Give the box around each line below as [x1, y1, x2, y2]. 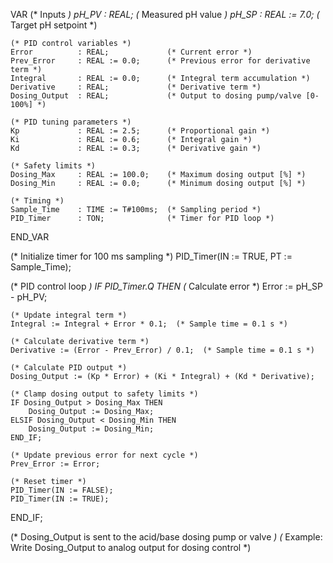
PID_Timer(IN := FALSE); [10, 485, 114, 495]
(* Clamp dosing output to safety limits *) [10, 389, 199, 399]
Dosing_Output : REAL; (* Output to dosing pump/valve [10, 91, 302, 101]
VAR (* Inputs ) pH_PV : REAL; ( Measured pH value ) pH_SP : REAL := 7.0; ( [10, 9, 320, 20]
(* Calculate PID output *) [10, 363, 128, 373]
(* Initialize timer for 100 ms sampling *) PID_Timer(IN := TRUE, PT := [10, 250, 293, 262]
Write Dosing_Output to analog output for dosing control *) [10, 542, 252, 553]
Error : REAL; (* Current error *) [10, 47, 253, 57]
